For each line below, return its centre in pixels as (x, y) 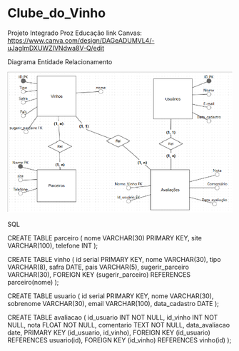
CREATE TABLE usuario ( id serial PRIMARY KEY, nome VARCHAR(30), (111, 296)
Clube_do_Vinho (56, 13)
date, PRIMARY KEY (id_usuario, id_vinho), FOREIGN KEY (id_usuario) (109, 332)
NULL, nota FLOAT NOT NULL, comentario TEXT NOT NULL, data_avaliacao (119, 325)
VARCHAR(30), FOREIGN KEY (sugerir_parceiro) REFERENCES (99, 274)
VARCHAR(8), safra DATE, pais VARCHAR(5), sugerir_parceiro (98, 267)
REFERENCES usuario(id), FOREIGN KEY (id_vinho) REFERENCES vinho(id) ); (119, 340)
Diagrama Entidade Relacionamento (60, 61)
